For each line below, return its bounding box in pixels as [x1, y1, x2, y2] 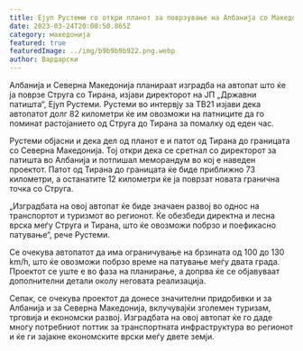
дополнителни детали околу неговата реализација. [9, 275, 207, 286]
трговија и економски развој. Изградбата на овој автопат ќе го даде [9, 312, 273, 322]
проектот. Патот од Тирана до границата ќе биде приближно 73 [9, 164, 255, 175]
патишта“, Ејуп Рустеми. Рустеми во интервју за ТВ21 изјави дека [9, 99, 262, 109]
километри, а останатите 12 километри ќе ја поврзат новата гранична [9, 174, 280, 184]
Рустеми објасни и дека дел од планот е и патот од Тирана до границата [9, 136, 290, 146]
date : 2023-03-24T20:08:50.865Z [9, 22, 131, 31]
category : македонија [9, 30, 91, 39]
